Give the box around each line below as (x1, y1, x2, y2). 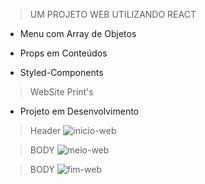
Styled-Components (19, 67, 104, 78)
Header (29, 125, 62, 136)
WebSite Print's (29, 86, 94, 98)
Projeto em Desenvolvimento (19, 105, 139, 117)
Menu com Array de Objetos (19, 28, 137, 39)
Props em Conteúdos (19, 47, 108, 59)
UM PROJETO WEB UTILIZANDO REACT (29, 9, 197, 20)
